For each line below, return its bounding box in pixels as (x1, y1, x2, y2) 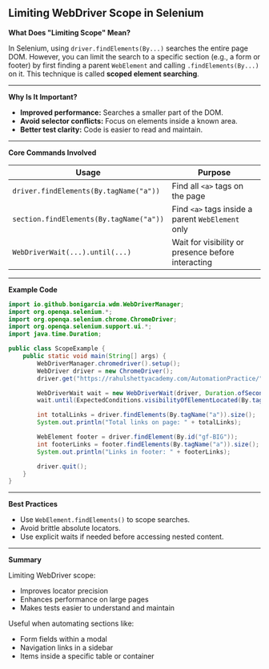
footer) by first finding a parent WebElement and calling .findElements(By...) (8, 60, 259, 70)
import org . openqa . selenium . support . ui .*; (8, 323, 152, 331)
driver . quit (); (37, 462, 88, 471)
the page (171, 190, 206, 202)
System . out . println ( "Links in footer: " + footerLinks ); (37, 447, 231, 456)
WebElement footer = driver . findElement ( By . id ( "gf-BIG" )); (37, 433, 239, 441)
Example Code (8, 284, 58, 294)
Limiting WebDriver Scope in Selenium (8, 6, 204, 20)
